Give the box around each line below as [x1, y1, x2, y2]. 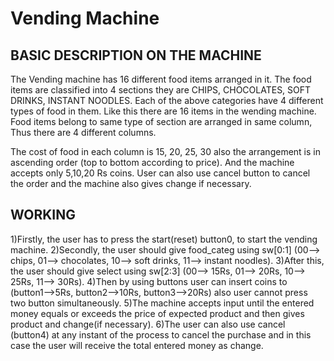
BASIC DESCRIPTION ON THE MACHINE [10, 47, 262, 64]
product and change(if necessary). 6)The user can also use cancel [10, 318, 286, 330]
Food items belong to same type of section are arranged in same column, [10, 116, 313, 127]
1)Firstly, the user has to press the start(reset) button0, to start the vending [10, 233, 318, 245]
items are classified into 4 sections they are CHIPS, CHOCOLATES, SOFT [10, 84, 312, 96]
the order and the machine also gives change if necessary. [10, 178, 252, 189]
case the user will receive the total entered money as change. [10, 339, 264, 351]
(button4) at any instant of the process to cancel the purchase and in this [10, 328, 312, 341]
